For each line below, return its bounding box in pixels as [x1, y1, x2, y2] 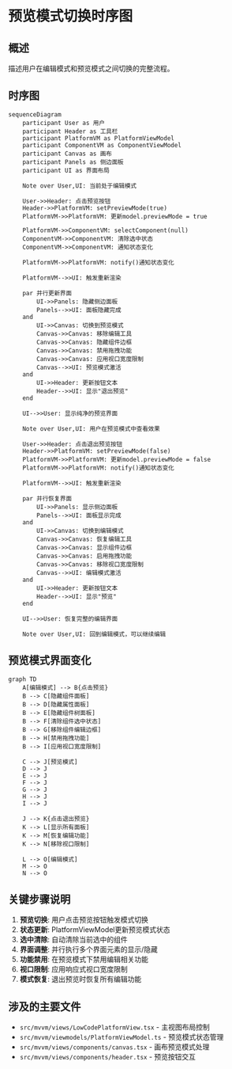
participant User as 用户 [22, 119, 105, 127]
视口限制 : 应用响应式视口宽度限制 [19, 964, 128, 974]
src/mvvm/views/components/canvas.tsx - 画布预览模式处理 [19, 1042, 210, 1052]
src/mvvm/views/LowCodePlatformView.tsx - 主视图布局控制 [19, 1022, 211, 1032]
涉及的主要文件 [8, 999, 81, 1014]
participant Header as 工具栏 [22, 127, 118, 135]
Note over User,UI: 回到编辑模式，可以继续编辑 [22, 630, 167, 638]
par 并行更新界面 [22, 289, 73, 297]
